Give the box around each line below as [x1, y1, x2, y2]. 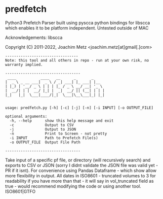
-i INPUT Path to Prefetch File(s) [9, 135, 98, 140]
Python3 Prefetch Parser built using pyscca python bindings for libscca [5, 20, 150, 26]
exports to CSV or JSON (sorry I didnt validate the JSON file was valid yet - [5, 162, 158, 168]
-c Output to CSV [9, 122, 74, 128]
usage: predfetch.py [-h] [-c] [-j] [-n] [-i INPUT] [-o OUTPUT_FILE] [5, 105, 154, 110]
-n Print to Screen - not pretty [9, 131, 107, 136]
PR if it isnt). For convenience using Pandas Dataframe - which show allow [5, 167, 157, 173]
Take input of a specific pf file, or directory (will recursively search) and [5, 157, 151, 163]
